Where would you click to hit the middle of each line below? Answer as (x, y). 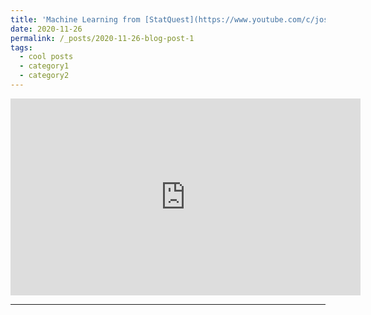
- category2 (44, 76)
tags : (21, 47)
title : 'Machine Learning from (75, 19)
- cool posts (46, 57)
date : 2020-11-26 (46, 29)
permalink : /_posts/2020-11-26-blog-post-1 (102, 38)
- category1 (44, 66)
